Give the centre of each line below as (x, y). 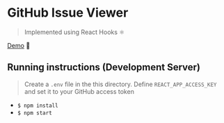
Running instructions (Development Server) (104, 67)
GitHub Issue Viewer (68, 13)
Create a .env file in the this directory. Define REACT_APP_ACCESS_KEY (120, 84)
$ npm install (38, 106)
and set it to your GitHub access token (79, 91)
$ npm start (34, 113)
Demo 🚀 (19, 45)
